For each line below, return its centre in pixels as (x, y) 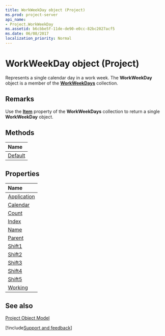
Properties (22, 174)
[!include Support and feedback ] (39, 328)
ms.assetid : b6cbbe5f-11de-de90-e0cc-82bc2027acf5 (60, 29)
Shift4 (15, 271)
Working (18, 288)
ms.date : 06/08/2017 (27, 34)
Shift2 (15, 255)
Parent (16, 238)
